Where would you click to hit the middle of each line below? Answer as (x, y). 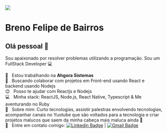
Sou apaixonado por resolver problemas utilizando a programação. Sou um (83, 58)
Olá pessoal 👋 (27, 46)
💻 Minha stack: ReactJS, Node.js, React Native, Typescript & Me (73, 97)
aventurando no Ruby (27, 104)
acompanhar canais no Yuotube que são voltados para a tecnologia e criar (82, 115)
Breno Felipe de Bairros (55, 28)
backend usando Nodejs (31, 86)
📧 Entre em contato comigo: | (56, 125)
